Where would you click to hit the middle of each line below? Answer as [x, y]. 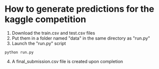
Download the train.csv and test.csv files [53, 33]
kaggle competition [45, 19]
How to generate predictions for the [79, 9]
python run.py [19, 52]
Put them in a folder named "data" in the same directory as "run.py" [81, 38]
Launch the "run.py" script [39, 43]
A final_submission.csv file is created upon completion [67, 61]
